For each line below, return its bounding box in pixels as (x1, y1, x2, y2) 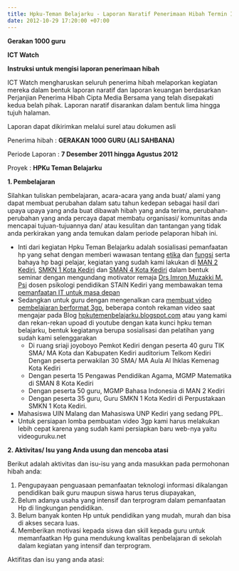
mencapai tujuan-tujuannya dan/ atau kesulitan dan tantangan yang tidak (7, 221, 222, 230)
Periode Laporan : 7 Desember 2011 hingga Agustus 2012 (7, 150, 179, 158)
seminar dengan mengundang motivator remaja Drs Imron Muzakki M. (17, 273, 223, 281)
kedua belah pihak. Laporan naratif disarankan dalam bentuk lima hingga (7, 100, 221, 109)
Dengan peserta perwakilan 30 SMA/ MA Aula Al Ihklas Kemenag (28, 356, 219, 365)
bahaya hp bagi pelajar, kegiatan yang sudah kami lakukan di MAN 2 (17, 258, 218, 266)
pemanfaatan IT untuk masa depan (17, 288, 120, 296)
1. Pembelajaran (7, 177, 55, 186)
